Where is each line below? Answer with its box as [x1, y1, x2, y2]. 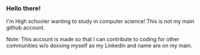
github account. [6, 24, 45, 31]
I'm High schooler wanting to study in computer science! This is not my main [6, 18, 195, 25]
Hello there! [6, 4, 41, 13]
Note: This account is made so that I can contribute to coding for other [6, 36, 180, 43]
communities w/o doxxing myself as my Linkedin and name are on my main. [6, 42, 193, 49]
